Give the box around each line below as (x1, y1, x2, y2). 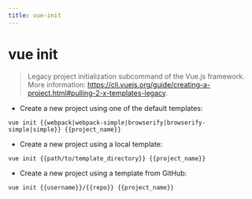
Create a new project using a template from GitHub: (19, 168, 187, 178)
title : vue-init (8, 11, 61, 20)
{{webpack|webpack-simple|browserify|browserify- (39, 119, 206, 127)
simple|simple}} (8, 125, 61, 134)
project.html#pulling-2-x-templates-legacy (27, 88, 166, 98)
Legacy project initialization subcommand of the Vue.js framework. (27, 72, 246, 81)
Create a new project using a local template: (19, 139, 163, 149)
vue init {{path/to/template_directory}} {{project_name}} (8, 154, 206, 162)
